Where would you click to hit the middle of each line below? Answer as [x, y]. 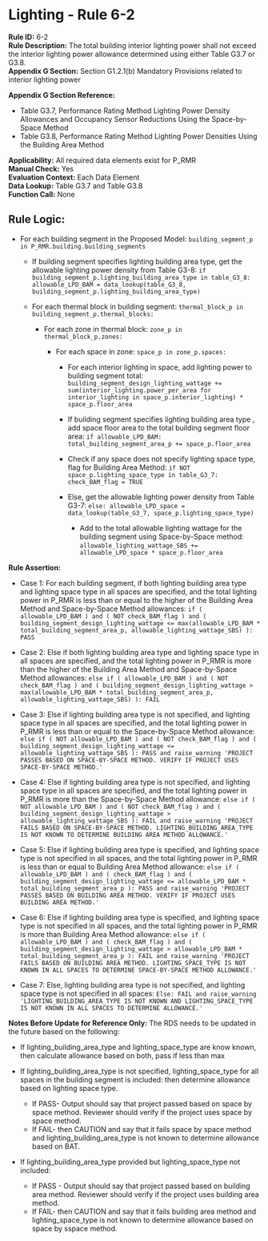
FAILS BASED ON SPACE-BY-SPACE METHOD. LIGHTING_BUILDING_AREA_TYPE [136, 827]
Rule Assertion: [35, 568]
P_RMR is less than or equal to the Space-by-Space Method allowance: [137, 731]
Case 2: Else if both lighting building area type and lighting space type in [139, 652]
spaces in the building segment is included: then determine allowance [135, 1079]
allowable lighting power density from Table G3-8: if [119, 269]
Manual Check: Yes [41, 168]
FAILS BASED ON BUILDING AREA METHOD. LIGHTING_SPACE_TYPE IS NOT [133, 963]
